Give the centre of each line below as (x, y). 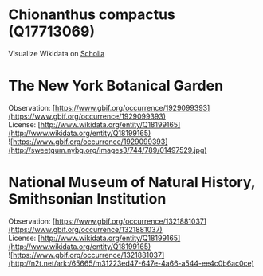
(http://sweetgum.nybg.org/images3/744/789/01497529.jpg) (108, 150)
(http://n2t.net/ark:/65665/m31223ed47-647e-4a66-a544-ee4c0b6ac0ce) (131, 263)
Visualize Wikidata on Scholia (57, 53)
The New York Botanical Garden (116, 86)
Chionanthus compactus (92, 15)
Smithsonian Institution (87, 199)
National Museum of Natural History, (132, 183)
